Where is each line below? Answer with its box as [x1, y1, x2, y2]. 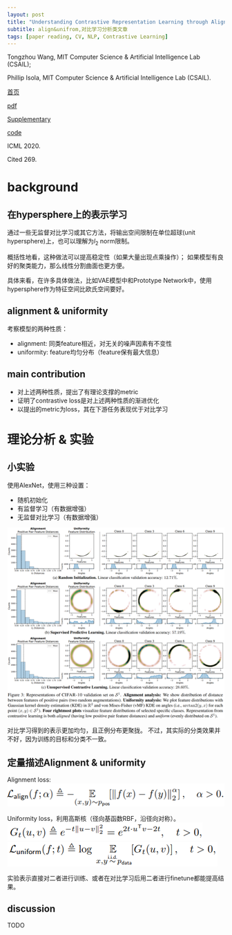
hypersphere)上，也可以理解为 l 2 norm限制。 [7, 237, 133, 247]
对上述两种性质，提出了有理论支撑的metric [17, 387, 139, 396]
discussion [7, 903, 56, 914]
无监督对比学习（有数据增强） [17, 512, 102, 521]
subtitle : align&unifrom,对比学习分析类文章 [7, 26, 128, 33]
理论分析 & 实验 [7, 432, 95, 447]
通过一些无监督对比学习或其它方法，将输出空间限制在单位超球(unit [7, 228, 195, 237]
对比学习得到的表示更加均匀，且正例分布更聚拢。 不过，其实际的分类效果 [7, 726, 215, 734]
